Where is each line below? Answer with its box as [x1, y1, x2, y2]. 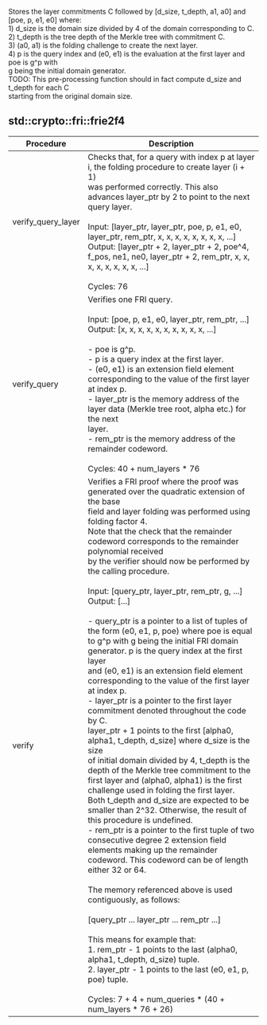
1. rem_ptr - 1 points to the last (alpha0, [87, 944, 238, 955]
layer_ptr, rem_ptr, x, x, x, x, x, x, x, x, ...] [87, 231, 237, 242]
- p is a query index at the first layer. [87, 354, 224, 365]
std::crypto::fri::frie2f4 [8, 115, 126, 128]
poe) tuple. [87, 973, 129, 984]
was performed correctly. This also [87, 181, 219, 192]
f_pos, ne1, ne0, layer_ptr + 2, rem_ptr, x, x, [87, 251, 250, 262]
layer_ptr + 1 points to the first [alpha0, [87, 725, 234, 736]
